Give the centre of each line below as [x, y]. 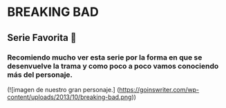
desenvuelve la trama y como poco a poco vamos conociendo [113, 66]
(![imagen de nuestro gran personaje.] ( [63, 89]
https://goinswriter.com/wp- [159, 89]
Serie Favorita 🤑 [42, 38]
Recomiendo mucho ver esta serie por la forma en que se [105, 57]
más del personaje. [40, 75]
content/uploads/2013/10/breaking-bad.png [69, 97]
